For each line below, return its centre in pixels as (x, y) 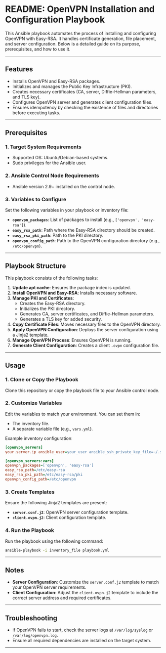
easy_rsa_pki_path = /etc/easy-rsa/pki (44, 475)
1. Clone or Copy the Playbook (42, 380)
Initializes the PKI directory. (47, 308)
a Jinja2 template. (30, 335)
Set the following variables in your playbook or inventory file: (67, 210)
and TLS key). (26, 97)
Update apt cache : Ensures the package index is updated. (72, 287)
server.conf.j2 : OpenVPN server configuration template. (70, 512)
